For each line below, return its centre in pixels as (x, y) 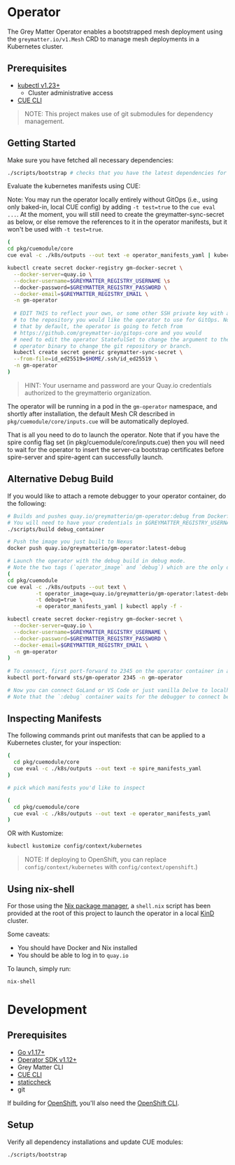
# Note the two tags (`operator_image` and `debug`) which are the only (115, 567)
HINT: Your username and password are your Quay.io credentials (118, 385)
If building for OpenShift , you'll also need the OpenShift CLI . (93, 1103)
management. (44, 121)
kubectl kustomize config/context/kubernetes (74, 846)
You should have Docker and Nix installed (77, 948)
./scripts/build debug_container (56, 529)
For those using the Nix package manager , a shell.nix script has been (109, 906)
